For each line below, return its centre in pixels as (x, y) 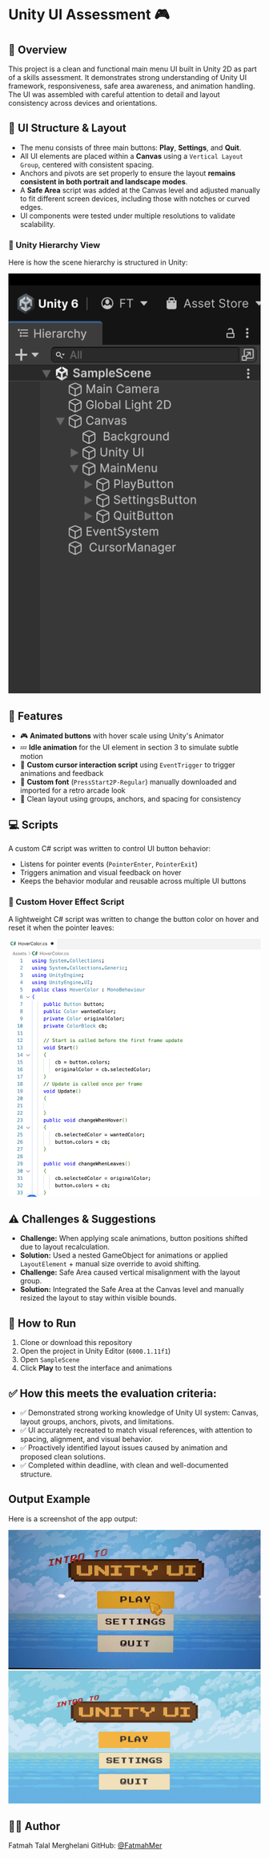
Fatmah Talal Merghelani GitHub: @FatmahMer (85, 1846)
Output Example (49, 1499)
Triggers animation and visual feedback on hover (100, 872)
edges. (31, 207)
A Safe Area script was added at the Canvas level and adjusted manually (140, 190)
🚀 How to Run (42, 1323)
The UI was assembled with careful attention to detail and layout (114, 95)
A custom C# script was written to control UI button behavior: (109, 848)
